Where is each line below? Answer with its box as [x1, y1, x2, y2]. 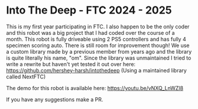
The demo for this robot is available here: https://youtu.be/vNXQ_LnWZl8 [6, 84, 184, 91]
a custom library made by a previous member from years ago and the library [6, 48, 192, 55]
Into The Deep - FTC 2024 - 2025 [6, 4, 173, 17]
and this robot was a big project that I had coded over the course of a [6, 29, 176, 36]
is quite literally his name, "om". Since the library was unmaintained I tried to [6, 54, 191, 61]
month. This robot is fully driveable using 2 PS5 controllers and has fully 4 [6, 35, 186, 42]
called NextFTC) [6, 73, 46, 80]
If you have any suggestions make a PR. [6, 95, 103, 103]
